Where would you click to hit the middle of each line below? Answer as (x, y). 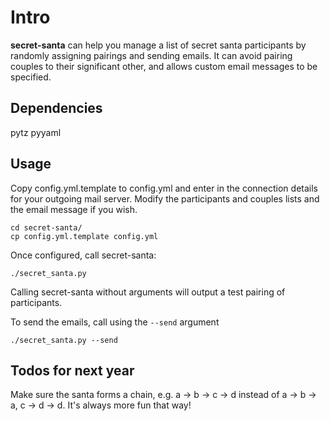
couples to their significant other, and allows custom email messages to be (164, 66)
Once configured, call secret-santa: (83, 255)
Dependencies (56, 108)
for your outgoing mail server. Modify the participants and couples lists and (165, 198)
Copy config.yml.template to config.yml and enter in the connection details (164, 188)
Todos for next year (72, 370)
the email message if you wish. (74, 209)
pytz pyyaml (36, 132)
